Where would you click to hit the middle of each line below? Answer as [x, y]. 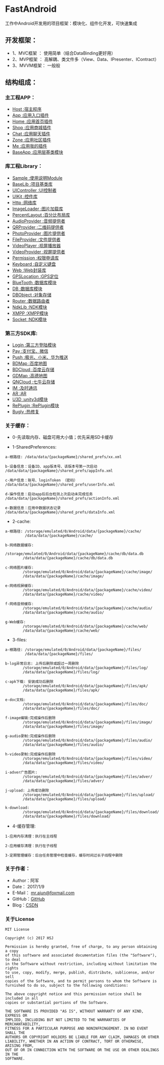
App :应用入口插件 [30, 115]
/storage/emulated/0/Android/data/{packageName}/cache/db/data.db [74, 554]
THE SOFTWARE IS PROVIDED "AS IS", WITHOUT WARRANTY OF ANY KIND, [74, 1011]
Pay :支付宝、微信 [30, 351]
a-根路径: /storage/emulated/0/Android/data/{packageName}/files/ [73, 650]
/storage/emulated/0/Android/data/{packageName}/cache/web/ [85, 626]
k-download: [17, 808]
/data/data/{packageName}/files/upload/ [65, 799]
